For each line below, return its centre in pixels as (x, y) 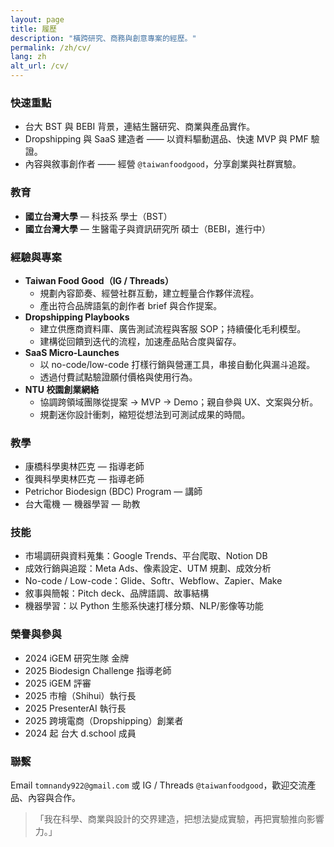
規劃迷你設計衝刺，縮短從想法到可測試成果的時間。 (145, 414)
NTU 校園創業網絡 (62, 389)
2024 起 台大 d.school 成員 (80, 733)
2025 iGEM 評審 (58, 683)
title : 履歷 (33, 29)
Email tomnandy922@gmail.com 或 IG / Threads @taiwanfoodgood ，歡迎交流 (159, 785)
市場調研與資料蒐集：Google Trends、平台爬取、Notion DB (146, 556)
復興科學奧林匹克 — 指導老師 (84, 479)
